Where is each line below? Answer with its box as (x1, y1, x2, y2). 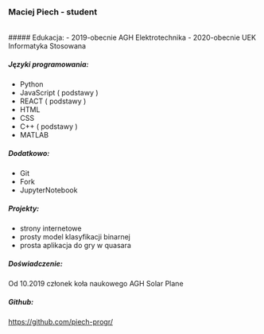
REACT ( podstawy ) (19, 96, 87, 106)
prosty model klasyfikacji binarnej (19, 232, 131, 242)
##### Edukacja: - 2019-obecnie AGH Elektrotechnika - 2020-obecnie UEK (8, 33, 257, 42)
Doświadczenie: (8, 258, 64, 268)
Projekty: (8, 204, 40, 213)
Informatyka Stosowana (8, 41, 86, 51)
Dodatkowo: (8, 148, 50, 157)
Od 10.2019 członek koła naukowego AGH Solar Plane (8, 279, 184, 289)
